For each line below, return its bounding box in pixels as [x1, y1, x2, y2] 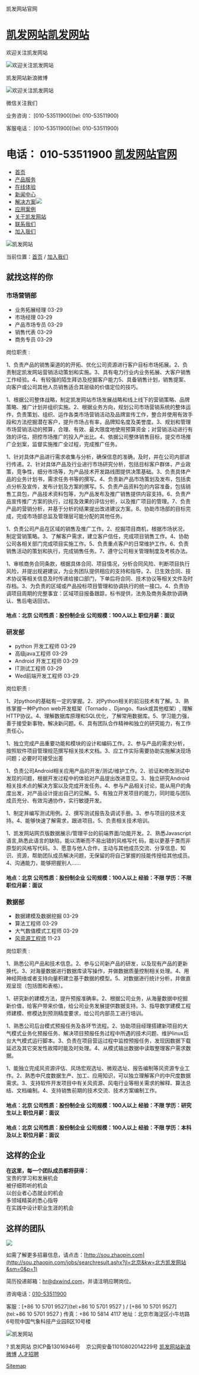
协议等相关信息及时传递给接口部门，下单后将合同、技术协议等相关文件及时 [11, 575, 193, 582]
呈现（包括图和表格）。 [11, 982, 66, 990]
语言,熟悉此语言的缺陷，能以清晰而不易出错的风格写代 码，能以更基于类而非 [6, 837, 191, 845]
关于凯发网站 [14, 213, 46, 220]
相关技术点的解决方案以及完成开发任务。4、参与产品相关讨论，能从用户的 [6, 782, 187, 789]
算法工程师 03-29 [14, 920, 58, 927]
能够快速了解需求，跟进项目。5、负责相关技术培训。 [25, 817, 153, 824]
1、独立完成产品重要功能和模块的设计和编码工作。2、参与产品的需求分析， [6, 740, 188, 747]
